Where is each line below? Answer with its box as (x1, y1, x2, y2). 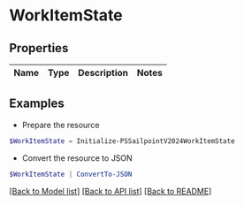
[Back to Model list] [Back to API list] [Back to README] (9, 186, 212, 196)
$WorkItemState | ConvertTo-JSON (9, 170, 133, 178)
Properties (9, 41, 69, 56)
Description (78, 67, 128, 79)
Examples (9, 96, 65, 111)
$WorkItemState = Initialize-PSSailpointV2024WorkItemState (9, 136, 236, 146)
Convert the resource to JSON (21, 152, 133, 163)
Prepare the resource (21, 119, 100, 130)
